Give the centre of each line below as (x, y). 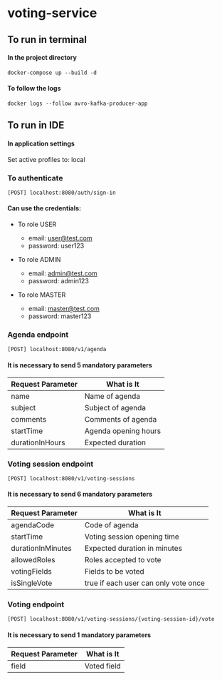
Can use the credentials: (44, 208)
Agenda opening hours (123, 431)
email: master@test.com (64, 309)
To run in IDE (36, 125)
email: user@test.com (60, 238)
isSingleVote (32, 583)
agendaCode (33, 525)
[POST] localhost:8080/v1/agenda (57, 350)
